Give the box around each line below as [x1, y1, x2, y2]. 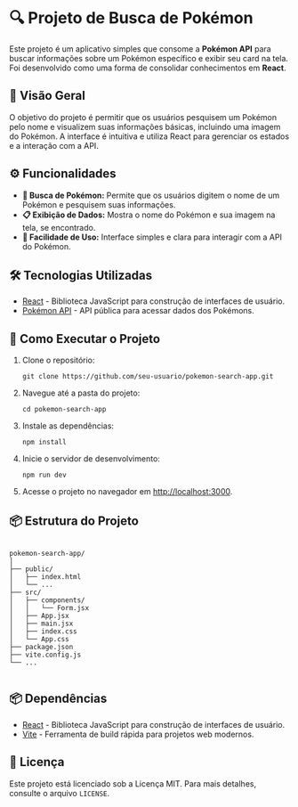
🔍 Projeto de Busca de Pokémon [9, 8, 254, 29]
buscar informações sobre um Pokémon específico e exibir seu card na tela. [9, 53, 289, 63]
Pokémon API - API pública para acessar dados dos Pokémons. [21, 306, 255, 316]
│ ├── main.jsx [9, 619, 74, 628]
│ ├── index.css [9, 627, 77, 636]
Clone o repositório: [21, 355, 95, 366]
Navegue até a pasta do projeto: [21, 387, 141, 398]
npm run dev [21, 470, 67, 480]
